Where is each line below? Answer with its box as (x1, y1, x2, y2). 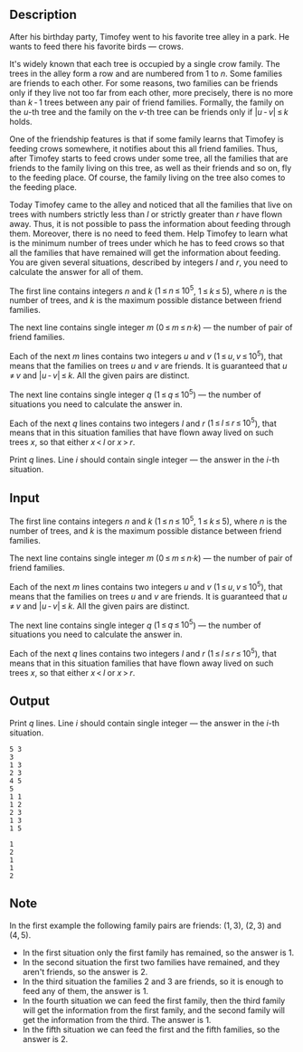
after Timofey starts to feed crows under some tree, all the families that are (9, 153, 289, 164)
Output (9, 694, 50, 709)
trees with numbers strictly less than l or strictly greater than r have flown (9, 208, 283, 220)
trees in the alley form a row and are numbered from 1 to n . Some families (9, 68, 283, 79)
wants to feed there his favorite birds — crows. (9, 41, 184, 52)
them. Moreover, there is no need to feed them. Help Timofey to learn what (9, 228, 289, 239)
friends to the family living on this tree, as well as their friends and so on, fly (9, 162, 292, 173)
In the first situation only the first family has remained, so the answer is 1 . (22, 947, 295, 958)
